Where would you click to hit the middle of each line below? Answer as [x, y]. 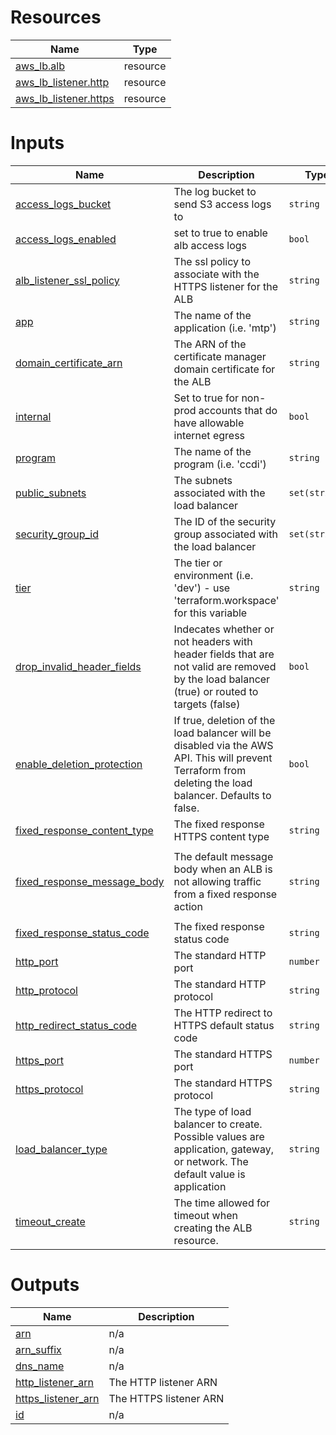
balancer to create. [218, 1124]
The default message [223, 856]
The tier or [198, 563]
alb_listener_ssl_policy [67, 280]
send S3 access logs [222, 204]
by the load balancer [222, 679]
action [188, 906]
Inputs [37, 143]
